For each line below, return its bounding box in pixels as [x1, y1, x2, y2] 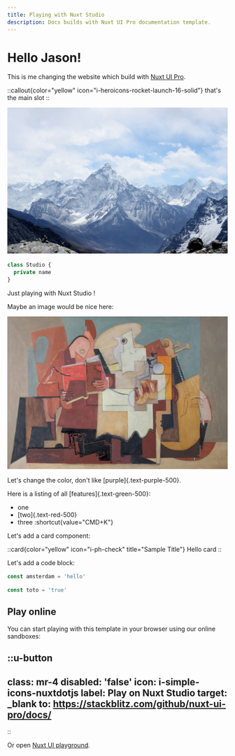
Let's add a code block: [7, 559, 76, 567]
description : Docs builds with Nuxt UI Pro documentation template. [7, 18, 211, 26]
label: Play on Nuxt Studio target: [80, 687, 228, 699]
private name [13, 269, 52, 276]
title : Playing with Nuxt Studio [7, 11, 105, 18]
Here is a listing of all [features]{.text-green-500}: [7, 490, 151, 498]
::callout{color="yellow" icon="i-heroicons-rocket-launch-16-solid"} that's [7, 86, 222, 94]
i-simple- [158, 676, 200, 688]
